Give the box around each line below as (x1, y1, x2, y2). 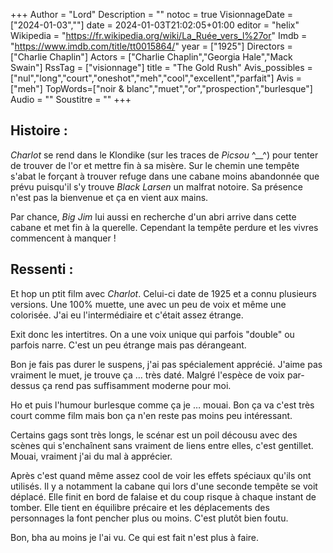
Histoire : (10, 122, 68, 139)
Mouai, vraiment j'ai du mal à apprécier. (10, 450, 173, 462)
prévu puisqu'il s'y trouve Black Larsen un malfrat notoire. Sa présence (10, 180, 304, 193)
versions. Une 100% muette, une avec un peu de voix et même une (10, 298, 287, 310)
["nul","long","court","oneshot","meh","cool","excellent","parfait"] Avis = (10, 72, 303, 84)
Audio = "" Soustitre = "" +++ (10, 94, 132, 105)
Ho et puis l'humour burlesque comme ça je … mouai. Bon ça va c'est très (10, 399, 315, 411)
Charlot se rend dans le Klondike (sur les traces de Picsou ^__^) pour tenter (10, 149, 319, 161)
